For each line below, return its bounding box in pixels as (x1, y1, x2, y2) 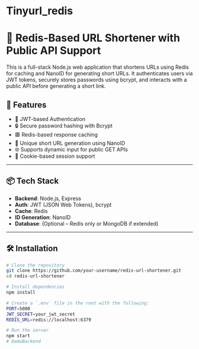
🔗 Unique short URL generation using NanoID (14, 139, 126, 147)
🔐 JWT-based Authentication (14, 115, 86, 122)
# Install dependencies (6, 284, 65, 290)
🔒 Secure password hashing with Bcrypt (14, 122, 113, 129)
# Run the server (6, 328, 49, 334)
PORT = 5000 (6, 306, 31, 312)
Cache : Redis (14, 207, 48, 214)
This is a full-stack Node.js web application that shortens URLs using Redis (6, 64, 190, 71)
